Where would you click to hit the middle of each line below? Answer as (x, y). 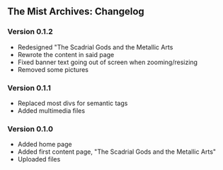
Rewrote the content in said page (66, 54)
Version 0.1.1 (29, 87)
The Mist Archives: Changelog (76, 12)
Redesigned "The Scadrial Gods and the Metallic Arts (95, 47)
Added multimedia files (51, 110)
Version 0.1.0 (30, 128)
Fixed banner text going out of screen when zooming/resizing (108, 62)
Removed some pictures (53, 69)
